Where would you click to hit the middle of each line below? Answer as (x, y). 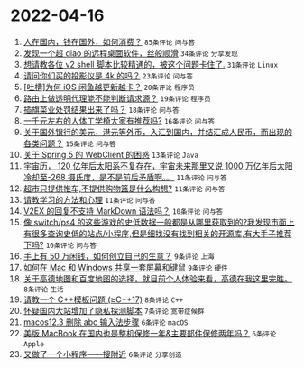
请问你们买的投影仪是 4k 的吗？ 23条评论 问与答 (108, 75)
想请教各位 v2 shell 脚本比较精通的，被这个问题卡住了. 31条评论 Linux (151, 64)
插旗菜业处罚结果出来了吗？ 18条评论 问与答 (101, 109)
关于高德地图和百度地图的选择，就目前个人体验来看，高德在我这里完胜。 (157, 278)
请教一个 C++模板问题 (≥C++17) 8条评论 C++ (103, 299)
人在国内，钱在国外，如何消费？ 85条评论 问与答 (109, 41)
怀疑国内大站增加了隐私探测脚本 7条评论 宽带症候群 (114, 310)
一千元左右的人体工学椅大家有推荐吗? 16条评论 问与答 (119, 120)
